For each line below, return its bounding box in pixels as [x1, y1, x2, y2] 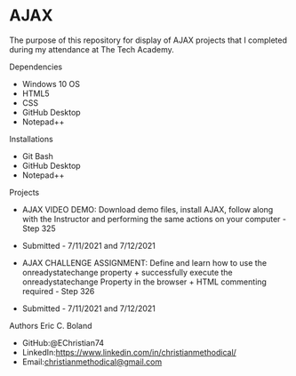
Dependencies [9, 61, 63, 72]
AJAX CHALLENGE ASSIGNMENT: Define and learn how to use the [21, 257, 268, 268]
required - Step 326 [21, 285, 95, 296]
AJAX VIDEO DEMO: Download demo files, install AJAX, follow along [21, 204, 274, 214]
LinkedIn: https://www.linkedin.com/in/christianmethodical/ [21, 347, 237, 357]
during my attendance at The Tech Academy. [9, 44, 175, 54]
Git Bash [21, 150, 53, 161]
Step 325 [21, 223, 56, 234]
